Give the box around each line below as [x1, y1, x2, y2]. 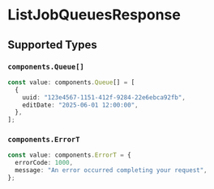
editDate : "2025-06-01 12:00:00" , [22, 101, 139, 109]
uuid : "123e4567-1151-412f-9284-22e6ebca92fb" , [22, 93, 186, 102]
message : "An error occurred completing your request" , [15, 166, 208, 174]
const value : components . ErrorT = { [7, 151, 131, 159]
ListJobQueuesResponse [7, 6, 182, 24]
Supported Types [7, 38, 98, 52]
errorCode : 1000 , [15, 159, 74, 167]
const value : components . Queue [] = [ [7, 78, 135, 86]
